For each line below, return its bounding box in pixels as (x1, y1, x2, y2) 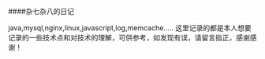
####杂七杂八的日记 (8, 7, 75, 16)
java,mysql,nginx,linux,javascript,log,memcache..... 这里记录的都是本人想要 (8, 23, 252, 33)
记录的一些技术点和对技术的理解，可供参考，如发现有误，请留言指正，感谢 (8, 33, 250, 42)
